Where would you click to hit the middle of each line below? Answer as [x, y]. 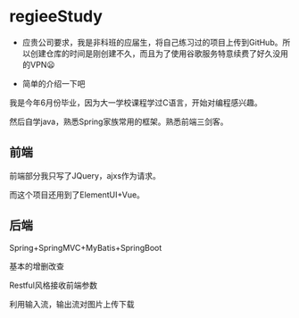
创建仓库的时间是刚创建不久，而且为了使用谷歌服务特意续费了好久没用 [159, 53]
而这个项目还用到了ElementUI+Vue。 [77, 195]
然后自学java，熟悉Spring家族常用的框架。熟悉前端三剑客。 [119, 121]
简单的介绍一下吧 [54, 83]
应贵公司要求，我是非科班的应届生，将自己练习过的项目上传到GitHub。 [152, 42]
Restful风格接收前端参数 [54, 285]
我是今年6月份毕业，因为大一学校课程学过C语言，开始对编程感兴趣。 [136, 102]
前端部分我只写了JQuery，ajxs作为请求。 [85, 175]
